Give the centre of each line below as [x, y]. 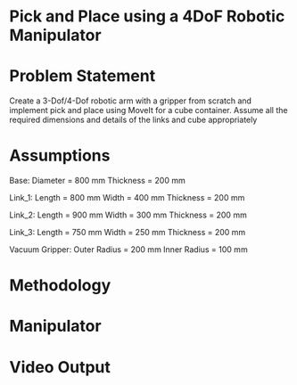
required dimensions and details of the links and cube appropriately [133, 120]
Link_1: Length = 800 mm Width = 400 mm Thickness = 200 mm [127, 198]
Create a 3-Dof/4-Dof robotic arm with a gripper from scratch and [131, 101]
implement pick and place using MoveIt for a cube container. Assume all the [148, 111]
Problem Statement [82, 76]
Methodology [60, 286]
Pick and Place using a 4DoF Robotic [147, 16]
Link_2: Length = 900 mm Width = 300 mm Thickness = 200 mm [128, 215]
